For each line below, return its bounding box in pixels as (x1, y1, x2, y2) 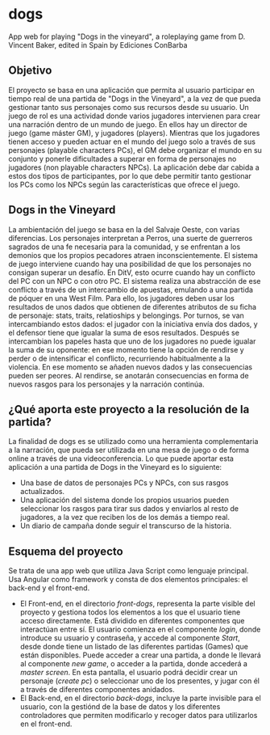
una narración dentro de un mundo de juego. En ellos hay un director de (8, 119, 247, 129)
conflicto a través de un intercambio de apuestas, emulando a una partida (8, 285, 254, 294)
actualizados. (19, 487, 65, 496)
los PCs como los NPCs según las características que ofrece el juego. (8, 180, 240, 189)
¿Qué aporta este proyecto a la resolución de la (8, 402, 250, 416)
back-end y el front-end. (8, 583, 90, 593)
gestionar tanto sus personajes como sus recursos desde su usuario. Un (8, 102, 250, 112)
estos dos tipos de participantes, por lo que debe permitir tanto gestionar (8, 171, 251, 180)
